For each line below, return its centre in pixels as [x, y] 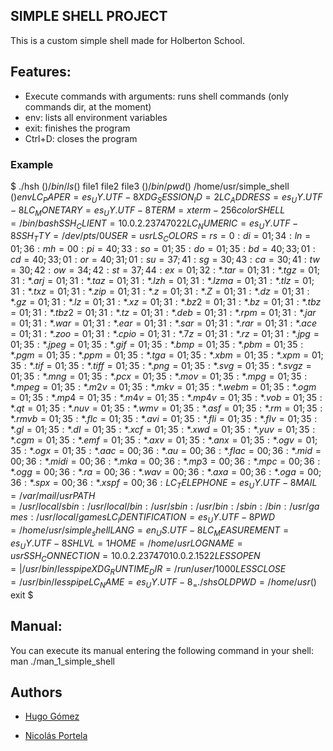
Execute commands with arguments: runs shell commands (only [156, 96]
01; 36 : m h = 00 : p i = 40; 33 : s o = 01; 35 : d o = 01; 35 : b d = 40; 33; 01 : [163, 249]
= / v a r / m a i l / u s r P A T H [53, 495]
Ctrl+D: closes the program [81, 138]
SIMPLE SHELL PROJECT [89, 16]
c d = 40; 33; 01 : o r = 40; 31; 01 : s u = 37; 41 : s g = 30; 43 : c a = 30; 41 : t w [165, 260]
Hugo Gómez [52, 716]
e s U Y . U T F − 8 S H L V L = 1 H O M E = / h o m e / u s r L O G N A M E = [126, 544]
